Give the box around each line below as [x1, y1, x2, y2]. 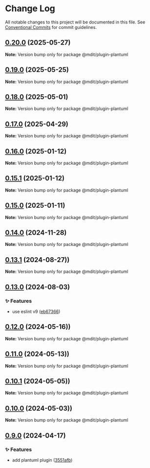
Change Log [5, 3, 55, 14]
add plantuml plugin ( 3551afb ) [12, 457, 73, 463]
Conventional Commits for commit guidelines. [5, 24, 97, 30]
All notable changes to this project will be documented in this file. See [5, 19, 146, 25]
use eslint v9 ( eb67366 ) [12, 309, 61, 314]
